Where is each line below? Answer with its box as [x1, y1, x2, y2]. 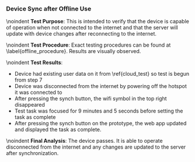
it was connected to [14, 89, 62, 96]
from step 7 [14, 76, 43, 83]
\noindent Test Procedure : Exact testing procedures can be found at [6, 41, 171, 48]
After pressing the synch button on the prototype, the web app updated [14, 120, 187, 127]
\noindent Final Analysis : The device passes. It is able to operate [6, 138, 163, 145]
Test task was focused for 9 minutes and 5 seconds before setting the [14, 107, 183, 115]
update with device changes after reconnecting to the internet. [6, 30, 156, 37]
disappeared [14, 101, 46, 108]
